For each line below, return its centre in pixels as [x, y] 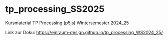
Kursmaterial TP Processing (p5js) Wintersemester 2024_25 [67, 23]
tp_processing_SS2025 [55, 9]
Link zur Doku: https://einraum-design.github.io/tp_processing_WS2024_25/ [84, 32]
